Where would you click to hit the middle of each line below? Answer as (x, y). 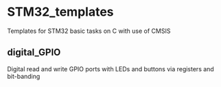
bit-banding (24, 76)
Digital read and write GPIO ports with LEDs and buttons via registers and (110, 69)
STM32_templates (60, 12)
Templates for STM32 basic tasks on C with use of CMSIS (89, 31)
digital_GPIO (34, 52)
